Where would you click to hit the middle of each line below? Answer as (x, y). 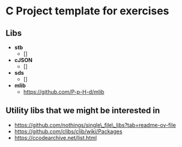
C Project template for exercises (87, 11)
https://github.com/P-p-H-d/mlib (64, 92)
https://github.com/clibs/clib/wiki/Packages (68, 131)
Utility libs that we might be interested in (83, 111)
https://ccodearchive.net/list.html (56, 137)
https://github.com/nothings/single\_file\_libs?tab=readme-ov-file (95, 125)
